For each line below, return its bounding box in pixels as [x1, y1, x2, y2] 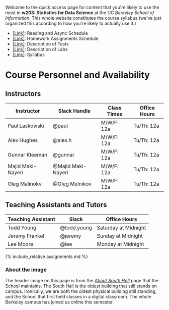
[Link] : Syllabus [12, 51, 45, 58]
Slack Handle [58, 108, 91, 114]
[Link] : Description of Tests [12, 41, 69, 47]
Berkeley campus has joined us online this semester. [5, 299, 114, 305]
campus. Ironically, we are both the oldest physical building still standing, [5, 288, 157, 294]
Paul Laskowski [8, 122, 44, 129]
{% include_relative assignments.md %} [5, 253, 88, 260]
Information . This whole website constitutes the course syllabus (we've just [5, 15, 162, 21]
